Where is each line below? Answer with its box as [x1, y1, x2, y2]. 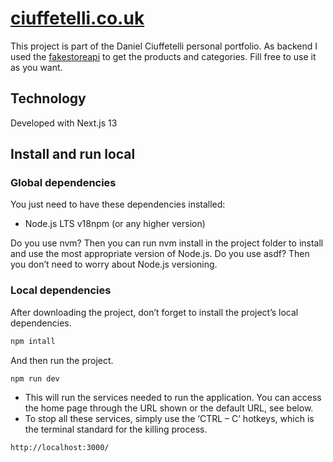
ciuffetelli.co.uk [10, 7, 145, 30]
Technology [10, 90, 87, 107]
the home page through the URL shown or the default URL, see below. [24, 402, 314, 414]
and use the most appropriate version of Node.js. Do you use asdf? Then [10, 248, 310, 260]
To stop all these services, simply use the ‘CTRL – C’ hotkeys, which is [24, 413, 315, 425]
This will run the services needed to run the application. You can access [24, 392, 322, 404]
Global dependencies [10, 176, 117, 190]
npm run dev [10, 373, 60, 384]
